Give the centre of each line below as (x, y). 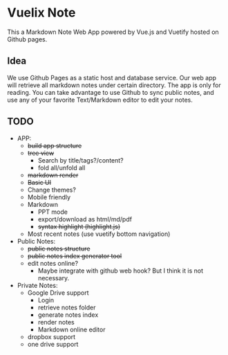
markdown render (53, 175)
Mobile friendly (49, 197)
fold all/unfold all (61, 167)
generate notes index (68, 315)
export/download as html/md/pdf (85, 219)
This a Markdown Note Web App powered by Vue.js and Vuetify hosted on (113, 32)
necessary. (54, 277)
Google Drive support (58, 293)
